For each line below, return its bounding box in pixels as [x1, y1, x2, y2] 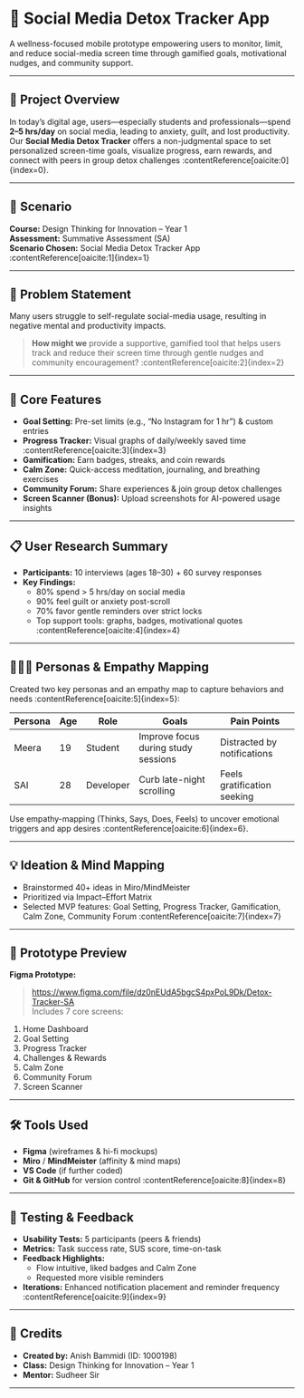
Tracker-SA [31, 997, 75, 1008]
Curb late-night [138, 773, 205, 786]
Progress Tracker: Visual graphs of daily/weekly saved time [22, 435, 247, 447]
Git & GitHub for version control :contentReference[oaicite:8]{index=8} [22, 1175, 287, 1186]
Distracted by [220, 736, 278, 748]
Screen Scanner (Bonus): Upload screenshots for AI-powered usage [22, 493, 280, 504]
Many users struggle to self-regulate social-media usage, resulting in [9, 311, 267, 322]
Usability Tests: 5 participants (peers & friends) [22, 1234, 202, 1245]
